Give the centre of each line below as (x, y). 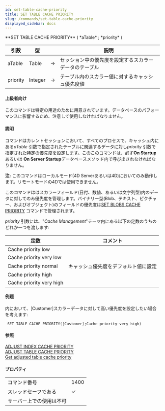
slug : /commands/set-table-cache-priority (49, 19)
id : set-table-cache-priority (36, 10)
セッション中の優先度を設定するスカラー (107, 60)
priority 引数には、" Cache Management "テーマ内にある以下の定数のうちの (81, 221)
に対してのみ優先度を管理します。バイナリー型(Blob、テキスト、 (74, 198)
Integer (37, 80)
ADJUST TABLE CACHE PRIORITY (40, 352)
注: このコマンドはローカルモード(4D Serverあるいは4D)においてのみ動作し (82, 175)
